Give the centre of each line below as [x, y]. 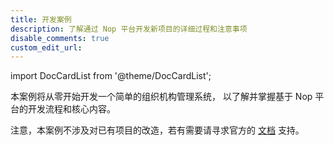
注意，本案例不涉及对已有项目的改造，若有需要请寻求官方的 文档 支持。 [157, 130]
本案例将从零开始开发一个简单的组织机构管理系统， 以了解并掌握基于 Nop [161, 97]
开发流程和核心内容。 [71, 109]
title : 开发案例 [41, 19]
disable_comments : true [60, 38]
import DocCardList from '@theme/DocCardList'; [111, 76]
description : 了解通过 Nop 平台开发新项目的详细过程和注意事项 [129, 29]
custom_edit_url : [46, 47]
